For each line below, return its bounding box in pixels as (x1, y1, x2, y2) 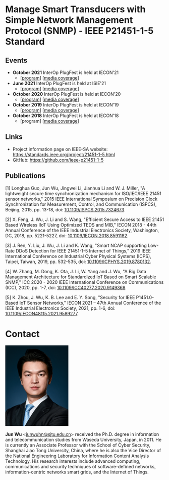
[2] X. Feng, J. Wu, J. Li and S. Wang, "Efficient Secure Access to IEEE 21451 (5, 216, 164, 223)
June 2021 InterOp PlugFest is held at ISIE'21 (12, 80, 106, 86)
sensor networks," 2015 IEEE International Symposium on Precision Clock (5, 196, 158, 202)
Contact (5, 328, 40, 340)
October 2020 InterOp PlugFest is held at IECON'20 (12, 91, 121, 97)
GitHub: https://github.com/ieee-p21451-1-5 (12, 157, 104, 163)
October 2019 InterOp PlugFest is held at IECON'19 (12, 102, 119, 107)
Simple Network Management (5, 14, 133, 26)
